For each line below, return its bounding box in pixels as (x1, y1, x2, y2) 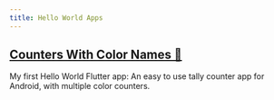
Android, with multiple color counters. (9, 81, 151, 92)
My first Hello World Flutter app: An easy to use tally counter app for (9, 71, 265, 82)
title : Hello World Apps (9, 13, 103, 23)
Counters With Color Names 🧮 (9, 47, 183, 63)
